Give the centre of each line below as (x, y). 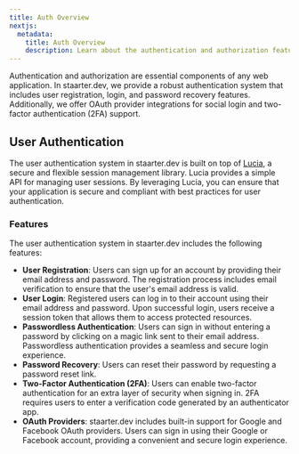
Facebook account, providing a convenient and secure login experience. (154, 441)
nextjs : (24, 26)
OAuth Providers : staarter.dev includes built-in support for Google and (152, 422)
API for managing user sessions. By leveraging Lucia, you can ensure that (144, 182)
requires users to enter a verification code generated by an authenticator (155, 402)
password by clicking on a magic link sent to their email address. (141, 336)
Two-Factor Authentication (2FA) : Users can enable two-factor (139, 384)
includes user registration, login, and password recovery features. (130, 95)
